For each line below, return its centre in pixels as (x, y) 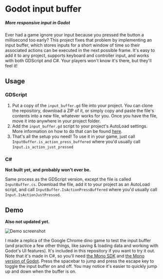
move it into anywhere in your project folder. (56, 121)
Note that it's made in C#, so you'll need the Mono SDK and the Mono (75, 256)
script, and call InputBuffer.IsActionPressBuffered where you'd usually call (81, 190)
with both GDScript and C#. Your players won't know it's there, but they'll (78, 61)
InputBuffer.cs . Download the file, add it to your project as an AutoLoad (77, 184)
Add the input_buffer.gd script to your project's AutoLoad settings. (80, 126)
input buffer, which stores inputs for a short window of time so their (72, 45)
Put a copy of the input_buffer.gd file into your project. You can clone (82, 105)
